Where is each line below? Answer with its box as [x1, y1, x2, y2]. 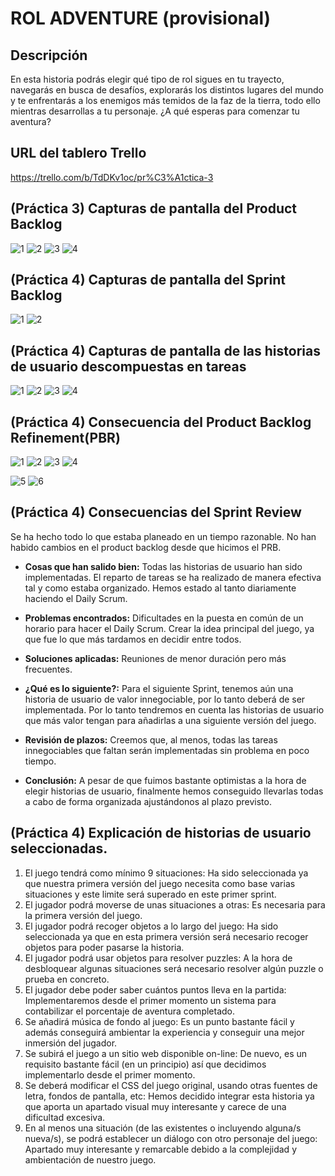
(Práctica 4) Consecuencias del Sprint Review [10, 504, 302, 521]
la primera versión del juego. [24, 909, 143, 921]
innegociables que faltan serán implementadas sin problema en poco [24, 744, 310, 756]
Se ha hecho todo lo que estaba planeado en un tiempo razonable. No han [10, 530, 317, 542]
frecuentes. [24, 663, 73, 675]
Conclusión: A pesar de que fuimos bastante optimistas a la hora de [24, 774, 307, 786]
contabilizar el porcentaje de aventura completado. [24, 1005, 236, 1017]
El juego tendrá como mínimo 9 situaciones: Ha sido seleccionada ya [24, 867, 309, 879]
